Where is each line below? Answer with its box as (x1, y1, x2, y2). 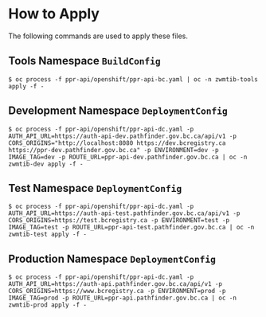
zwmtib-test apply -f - (8, 230, 88, 239)
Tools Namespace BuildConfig (8, 54, 161, 68)
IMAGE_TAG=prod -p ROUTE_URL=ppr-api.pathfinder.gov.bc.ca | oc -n (8, 294, 237, 303)
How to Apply (8, 5, 100, 23)
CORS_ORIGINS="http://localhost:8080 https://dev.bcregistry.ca (8, 139, 226, 147)
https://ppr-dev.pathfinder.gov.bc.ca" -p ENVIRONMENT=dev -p (8, 146, 219, 154)
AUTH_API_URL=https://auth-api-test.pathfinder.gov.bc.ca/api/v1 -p (8, 209, 241, 217)
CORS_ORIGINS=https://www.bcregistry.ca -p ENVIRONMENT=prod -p (8, 288, 226, 295)
